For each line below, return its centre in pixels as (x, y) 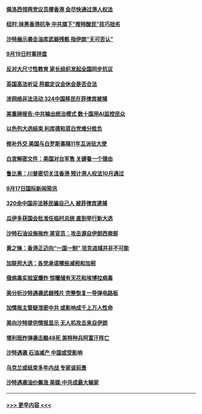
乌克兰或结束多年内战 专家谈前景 (47, 368)
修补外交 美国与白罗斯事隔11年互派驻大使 (57, 143)
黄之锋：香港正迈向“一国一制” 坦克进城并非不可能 (68, 248)
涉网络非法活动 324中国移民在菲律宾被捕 (57, 99)
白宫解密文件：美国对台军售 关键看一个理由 (60, 158)
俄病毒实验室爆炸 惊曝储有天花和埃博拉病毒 (60, 278)
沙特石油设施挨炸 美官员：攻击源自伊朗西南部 (62, 233)
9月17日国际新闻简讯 (32, 188)
